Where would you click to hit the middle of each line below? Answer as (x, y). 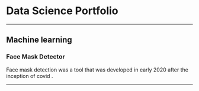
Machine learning (39, 40)
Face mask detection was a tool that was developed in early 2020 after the (97, 70)
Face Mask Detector (36, 57)
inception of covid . (30, 76)
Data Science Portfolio (62, 11)
